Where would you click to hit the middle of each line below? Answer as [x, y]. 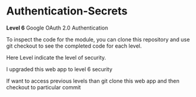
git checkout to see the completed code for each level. [74, 46]
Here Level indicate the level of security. [56, 57]
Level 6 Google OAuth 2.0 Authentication [57, 28]
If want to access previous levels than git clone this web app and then [93, 81]
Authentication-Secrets [67, 11]
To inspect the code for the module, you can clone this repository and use [98, 39]
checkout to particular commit [44, 87]
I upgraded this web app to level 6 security [59, 69]
